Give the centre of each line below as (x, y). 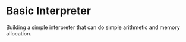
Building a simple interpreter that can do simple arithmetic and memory (93, 27)
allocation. (19, 33)
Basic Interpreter (48, 11)
